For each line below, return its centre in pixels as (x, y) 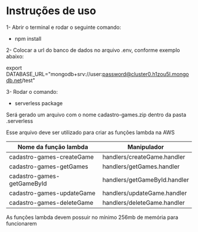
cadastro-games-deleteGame (51, 202)
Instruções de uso (51, 11)
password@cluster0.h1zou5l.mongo (146, 74)
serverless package (39, 103)
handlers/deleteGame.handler (143, 202)
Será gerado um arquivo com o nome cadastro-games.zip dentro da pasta (96, 115)
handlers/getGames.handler (141, 166)
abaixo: (15, 56)
